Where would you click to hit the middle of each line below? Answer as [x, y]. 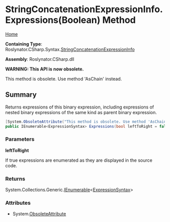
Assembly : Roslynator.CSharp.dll [40, 59]
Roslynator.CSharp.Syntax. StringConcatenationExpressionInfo [70, 49]
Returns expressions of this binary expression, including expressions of [80, 107]
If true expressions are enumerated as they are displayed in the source [79, 160]
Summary [21, 95]
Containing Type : [24, 44]
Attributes [18, 203]
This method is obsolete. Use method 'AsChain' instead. [64, 79]
